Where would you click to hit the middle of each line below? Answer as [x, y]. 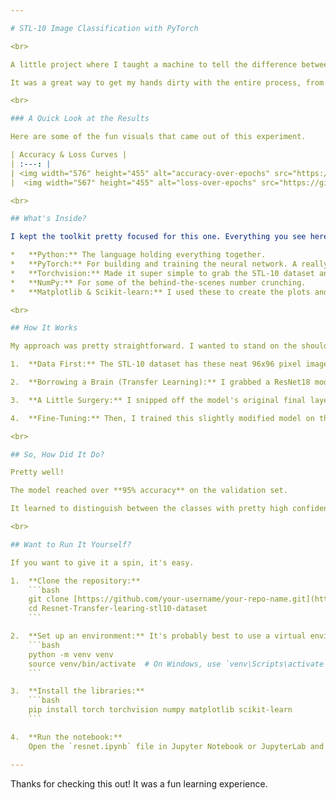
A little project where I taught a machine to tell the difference [154, 64]
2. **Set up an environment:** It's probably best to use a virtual [158, 636]
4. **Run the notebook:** [66, 737]
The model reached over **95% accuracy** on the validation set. [149, 491]
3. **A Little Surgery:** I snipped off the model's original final [158, 400]
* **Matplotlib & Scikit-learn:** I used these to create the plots [160, 292]
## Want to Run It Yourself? [71, 544]
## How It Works [44, 328]
